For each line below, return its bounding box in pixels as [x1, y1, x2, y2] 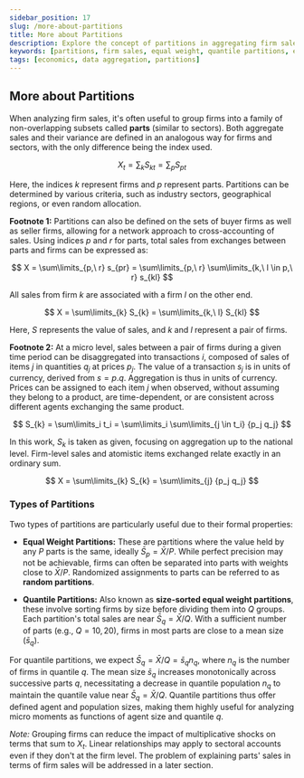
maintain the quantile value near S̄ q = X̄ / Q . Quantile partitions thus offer [9, 689, 276, 703]
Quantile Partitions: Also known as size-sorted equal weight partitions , [22, 594, 294, 605]
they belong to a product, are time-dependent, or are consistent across [9, 392, 274, 403]
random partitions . [22, 576, 95, 588]
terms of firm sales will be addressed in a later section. [9, 759, 214, 770]
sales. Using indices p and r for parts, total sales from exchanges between [9, 234, 287, 245]
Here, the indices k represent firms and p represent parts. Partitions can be [9, 178, 290, 190]
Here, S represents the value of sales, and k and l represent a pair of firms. [9, 324, 288, 335]
